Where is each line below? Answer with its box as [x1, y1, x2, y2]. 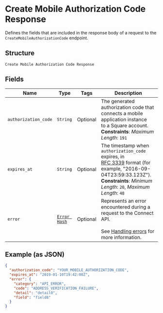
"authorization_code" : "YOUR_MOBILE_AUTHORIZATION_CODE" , [9, 268, 130, 273]
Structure [5, 49, 35, 57]
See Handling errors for [101, 227, 155, 234]
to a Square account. [101, 122, 149, 129]
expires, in [101, 153, 125, 160]
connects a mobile [101, 110, 143, 117]
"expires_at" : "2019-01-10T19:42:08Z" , [9, 272, 90, 278]
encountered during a [101, 203, 150, 210]
